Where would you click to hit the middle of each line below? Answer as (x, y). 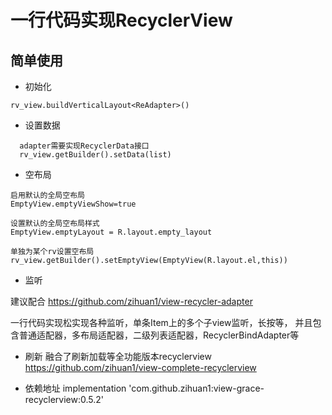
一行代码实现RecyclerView (121, 20)
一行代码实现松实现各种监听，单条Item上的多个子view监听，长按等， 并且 (161, 322)
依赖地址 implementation (75, 388)
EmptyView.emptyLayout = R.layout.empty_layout (111, 232)
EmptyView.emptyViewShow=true (73, 204)
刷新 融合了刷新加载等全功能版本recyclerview (118, 356)
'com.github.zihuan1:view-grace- (196, 388)
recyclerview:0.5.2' (64, 399)
